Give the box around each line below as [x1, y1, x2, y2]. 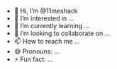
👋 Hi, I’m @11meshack [13, 7, 78, 15]
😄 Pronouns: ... [13, 47, 60, 56]
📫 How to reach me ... [13, 37, 80, 45]
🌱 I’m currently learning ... [13, 22, 90, 30]
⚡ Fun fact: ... [13, 55, 53, 63]
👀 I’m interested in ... [13, 14, 74, 23]
